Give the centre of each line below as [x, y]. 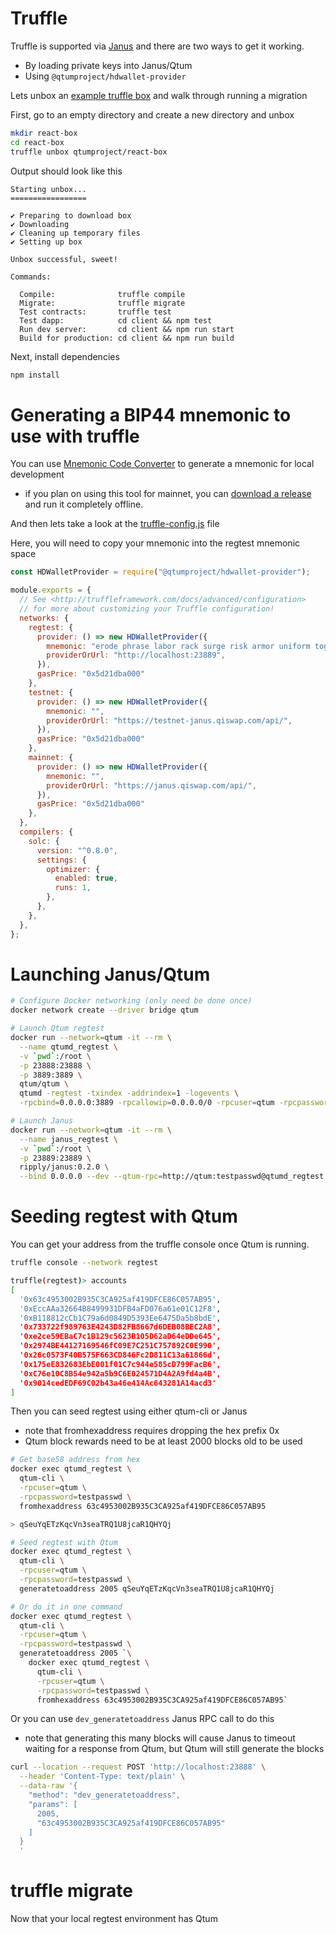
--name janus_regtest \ [68, 1139]
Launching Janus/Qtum [110, 974]
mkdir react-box [44, 133]
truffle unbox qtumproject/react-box [89, 152]
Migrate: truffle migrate [102, 303]
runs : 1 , [73, 888]
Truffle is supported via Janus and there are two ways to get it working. [157, 46]
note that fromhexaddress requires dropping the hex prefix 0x [152, 1431]
